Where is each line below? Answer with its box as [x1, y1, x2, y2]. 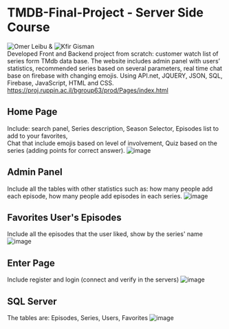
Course [7, 19, 50, 35]
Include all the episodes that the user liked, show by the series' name [7, 230, 203, 238]
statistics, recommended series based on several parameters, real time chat [7, 64, 222, 72]
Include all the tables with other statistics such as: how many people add [7, 184, 213, 193]
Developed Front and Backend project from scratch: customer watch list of [7, 50, 219, 58]
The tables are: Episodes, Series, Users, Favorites [7, 314, 149, 321]
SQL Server [7, 295, 57, 307]
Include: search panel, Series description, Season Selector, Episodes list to [7, 124, 219, 132]
